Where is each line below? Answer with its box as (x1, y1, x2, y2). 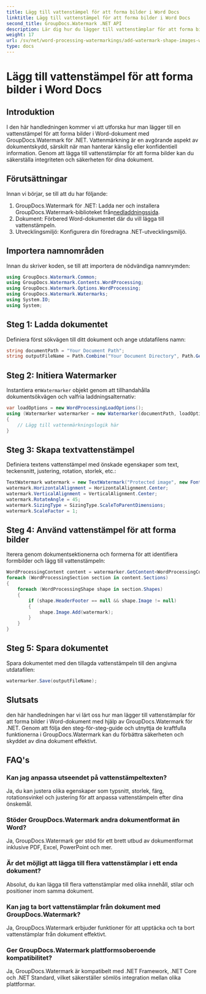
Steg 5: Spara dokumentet (6, 643, 109, 653)
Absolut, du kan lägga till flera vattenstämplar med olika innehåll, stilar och (6, 880, 194, 888)
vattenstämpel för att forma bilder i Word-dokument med (6, 129, 150, 137)
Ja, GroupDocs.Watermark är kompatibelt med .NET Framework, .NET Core (6, 968, 197, 975)
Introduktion (6, 107, 55, 117)
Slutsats (6, 695, 39, 706)
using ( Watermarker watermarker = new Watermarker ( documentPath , (6, 410, 177, 417)
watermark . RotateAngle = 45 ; (6, 496, 81, 503)
